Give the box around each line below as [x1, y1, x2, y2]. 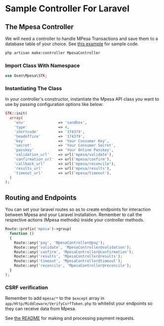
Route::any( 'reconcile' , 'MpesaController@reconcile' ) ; [14, 263, 132, 268]
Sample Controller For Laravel [5, 3, 130, 14]
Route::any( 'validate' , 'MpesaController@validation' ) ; [14, 245, 132, 250]
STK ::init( [5, 111, 28, 116]
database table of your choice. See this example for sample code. [5, 41, 139, 47]
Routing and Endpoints [5, 193, 77, 202]
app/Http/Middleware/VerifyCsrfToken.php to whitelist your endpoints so [5, 300, 153, 306]
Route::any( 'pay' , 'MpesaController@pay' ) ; [14, 240, 105, 245]
